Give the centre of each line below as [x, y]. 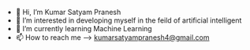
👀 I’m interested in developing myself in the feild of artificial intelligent [129, 20]
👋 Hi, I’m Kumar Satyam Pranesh [68, 12]
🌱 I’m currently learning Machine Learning [84, 29]
